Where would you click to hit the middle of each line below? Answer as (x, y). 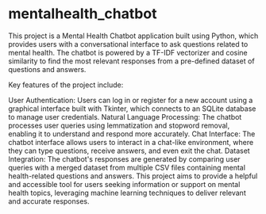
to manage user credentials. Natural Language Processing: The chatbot (125, 117)
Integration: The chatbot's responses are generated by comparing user (124, 159)
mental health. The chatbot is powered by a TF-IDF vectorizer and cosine (128, 52)
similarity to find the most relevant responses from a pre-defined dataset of (132, 61)
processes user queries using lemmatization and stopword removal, (119, 125)
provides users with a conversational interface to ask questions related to (128, 44)
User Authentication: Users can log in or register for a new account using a (131, 100)
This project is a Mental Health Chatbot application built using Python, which (133, 36)
